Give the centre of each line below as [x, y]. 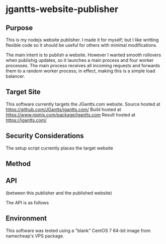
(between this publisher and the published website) [59, 193]
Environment [26, 219]
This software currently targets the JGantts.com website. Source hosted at [83, 104]
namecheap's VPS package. [35, 236]
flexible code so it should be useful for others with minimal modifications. [81, 45]
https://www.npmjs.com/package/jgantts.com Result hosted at [70, 114]
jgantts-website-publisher [62, 9]
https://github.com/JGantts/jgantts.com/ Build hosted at [63, 109]
